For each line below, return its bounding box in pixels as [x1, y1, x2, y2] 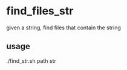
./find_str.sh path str [6, 57, 56, 64]
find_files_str [6, 4, 74, 18]
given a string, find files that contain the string [6, 24, 121, 31]
